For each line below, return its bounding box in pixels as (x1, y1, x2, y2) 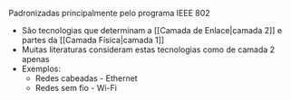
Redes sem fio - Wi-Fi (34, 83, 117, 93)
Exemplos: (21, 63, 61, 74)
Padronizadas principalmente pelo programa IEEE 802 (8, 8, 210, 18)
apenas (21, 54, 50, 64)
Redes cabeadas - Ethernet (34, 73, 138, 84)
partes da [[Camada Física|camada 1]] (21, 35, 165, 45)
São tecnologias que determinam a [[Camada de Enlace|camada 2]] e (21, 25, 283, 35)
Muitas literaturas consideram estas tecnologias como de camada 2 (21, 44, 276, 55)
